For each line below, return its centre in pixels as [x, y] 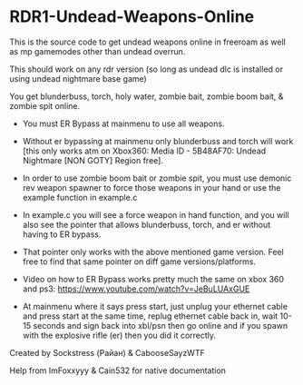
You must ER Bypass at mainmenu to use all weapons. [123, 123]
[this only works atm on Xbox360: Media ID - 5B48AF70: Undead [144, 151]
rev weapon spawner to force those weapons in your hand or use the [151, 187]
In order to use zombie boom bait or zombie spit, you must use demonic [157, 178]
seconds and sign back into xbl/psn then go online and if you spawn [161, 325]
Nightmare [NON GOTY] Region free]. [93, 160]
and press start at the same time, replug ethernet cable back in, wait [150, 316]
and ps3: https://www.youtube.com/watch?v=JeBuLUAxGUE [136, 289]
